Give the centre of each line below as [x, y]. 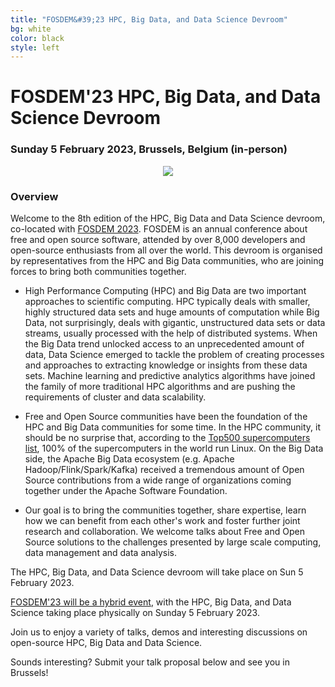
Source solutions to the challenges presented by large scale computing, [173, 542]
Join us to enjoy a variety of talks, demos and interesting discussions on [159, 632]
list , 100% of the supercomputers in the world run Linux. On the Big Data [174, 448]
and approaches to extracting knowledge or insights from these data [166, 365]
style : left [35, 47]
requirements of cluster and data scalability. [115, 397]
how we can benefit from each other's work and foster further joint [162, 521]
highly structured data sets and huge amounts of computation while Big [172, 312]
